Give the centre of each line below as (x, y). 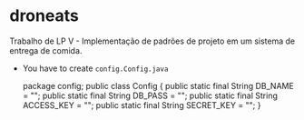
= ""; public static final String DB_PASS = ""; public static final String (150, 95)
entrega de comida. (46, 50)
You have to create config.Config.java (95, 68)
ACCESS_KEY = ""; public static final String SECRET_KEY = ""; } (142, 105)
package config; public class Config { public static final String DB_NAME (158, 85)
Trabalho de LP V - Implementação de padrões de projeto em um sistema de (152, 41)
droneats (44, 16)
